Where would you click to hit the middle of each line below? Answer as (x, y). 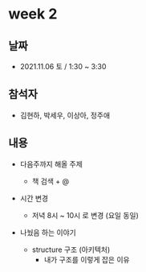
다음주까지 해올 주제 (51, 164)
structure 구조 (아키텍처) (71, 249)
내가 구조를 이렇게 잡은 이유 (87, 259)
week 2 (33, 14)
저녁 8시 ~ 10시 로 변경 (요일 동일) (85, 215)
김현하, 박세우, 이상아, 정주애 (65, 115)
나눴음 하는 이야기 (48, 232)
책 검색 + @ (51, 181)
